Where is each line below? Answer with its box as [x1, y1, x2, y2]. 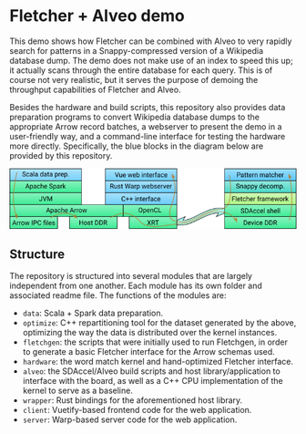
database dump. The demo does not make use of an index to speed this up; [9, 55, 293, 66]
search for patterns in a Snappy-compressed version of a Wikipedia [9, 45, 264, 56]
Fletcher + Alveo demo [9, 5, 185, 26]
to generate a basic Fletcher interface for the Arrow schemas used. [22, 346, 275, 357]
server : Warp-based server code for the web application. [22, 414, 238, 425]
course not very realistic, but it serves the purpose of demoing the [9, 74, 259, 85]
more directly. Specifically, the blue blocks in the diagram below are [9, 140, 264, 151]
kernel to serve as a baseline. [22, 385, 134, 397]
